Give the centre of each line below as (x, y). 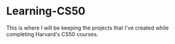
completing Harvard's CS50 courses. (52, 34)
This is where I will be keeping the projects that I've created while (87, 28)
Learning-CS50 (46, 11)
